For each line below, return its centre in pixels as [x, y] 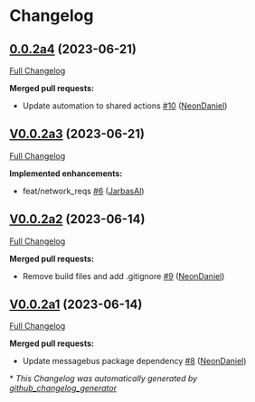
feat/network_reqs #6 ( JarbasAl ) [83, 191]
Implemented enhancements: [66, 173]
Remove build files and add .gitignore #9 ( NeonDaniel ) [123, 276]
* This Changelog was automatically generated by [104, 379]
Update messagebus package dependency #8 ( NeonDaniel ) [134, 361]
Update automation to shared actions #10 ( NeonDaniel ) [125, 106]
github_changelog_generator [63, 388]
